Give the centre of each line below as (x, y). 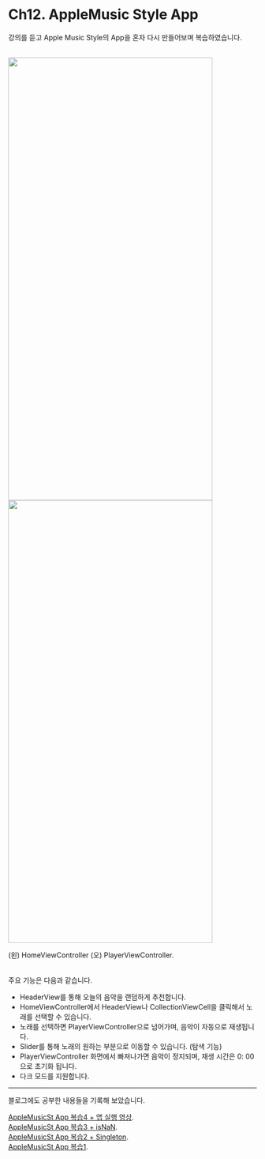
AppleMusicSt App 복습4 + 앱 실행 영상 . (71, 1117)
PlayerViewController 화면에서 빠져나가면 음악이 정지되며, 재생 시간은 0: (132, 1056)
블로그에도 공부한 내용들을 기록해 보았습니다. (77, 1100)
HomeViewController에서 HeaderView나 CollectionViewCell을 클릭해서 (132, 1006)
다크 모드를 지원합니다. (54, 1076)
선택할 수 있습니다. (63, 1017)
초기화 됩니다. (56, 1066)
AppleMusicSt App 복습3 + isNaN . (63, 1127)
